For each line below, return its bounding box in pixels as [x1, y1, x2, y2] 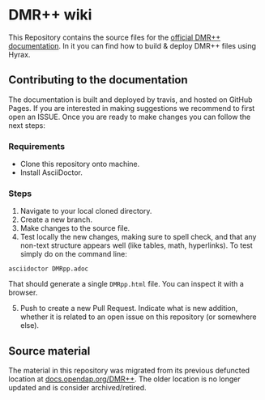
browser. [8, 287, 38, 297]
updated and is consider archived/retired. [8, 383, 147, 393]
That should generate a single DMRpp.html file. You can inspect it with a [8, 279, 245, 289]
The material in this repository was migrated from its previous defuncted [8, 366, 250, 376]
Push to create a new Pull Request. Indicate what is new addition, [19, 304, 238, 313]
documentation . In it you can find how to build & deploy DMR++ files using [8, 40, 257, 50]
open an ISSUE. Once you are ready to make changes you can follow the [8, 112, 251, 121]
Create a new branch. [19, 215, 93, 224]
